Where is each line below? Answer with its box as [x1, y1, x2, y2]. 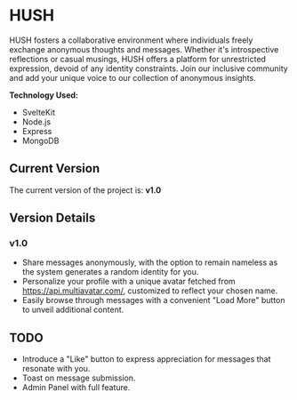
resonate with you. [21, 364, 91, 374]
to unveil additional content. [21, 304, 124, 316]
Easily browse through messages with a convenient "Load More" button [21, 295, 285, 306]
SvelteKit [21, 107, 56, 117]
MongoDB [21, 135, 60, 146]
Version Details [9, 211, 96, 226]
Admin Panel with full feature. [21, 382, 131, 393]
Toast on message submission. [21, 372, 136, 383]
